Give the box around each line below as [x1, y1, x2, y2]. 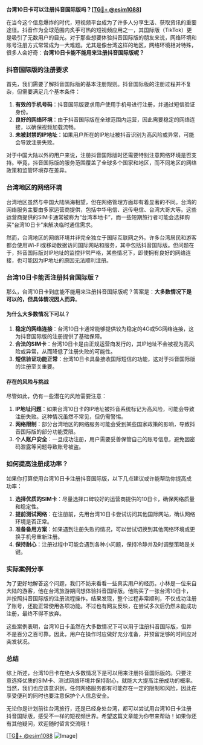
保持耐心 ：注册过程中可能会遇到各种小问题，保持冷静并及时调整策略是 [14, 540, 190, 548]
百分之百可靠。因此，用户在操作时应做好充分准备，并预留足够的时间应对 [16, 630, 197, 637]
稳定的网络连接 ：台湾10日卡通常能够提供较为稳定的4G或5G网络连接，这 [14, 325, 195, 332]
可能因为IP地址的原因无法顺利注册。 [22, 257, 112, 264]
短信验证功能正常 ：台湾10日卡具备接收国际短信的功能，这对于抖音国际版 [14, 355, 196, 363]
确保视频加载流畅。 [31, 123, 79, 131]
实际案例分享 [6, 565, 44, 573]
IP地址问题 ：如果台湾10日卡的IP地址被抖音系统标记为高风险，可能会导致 [14, 405, 195, 413]
